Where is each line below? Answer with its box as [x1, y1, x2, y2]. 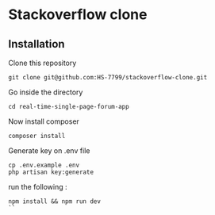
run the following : [8, 182, 67, 191]
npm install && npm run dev [8, 198, 102, 205]
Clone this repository [8, 58, 77, 67]
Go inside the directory [8, 87, 83, 97]
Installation [8, 37, 65, 51]
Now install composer [8, 117, 79, 126]
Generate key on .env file [8, 146, 90, 155]
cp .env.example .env [8, 161, 80, 169]
